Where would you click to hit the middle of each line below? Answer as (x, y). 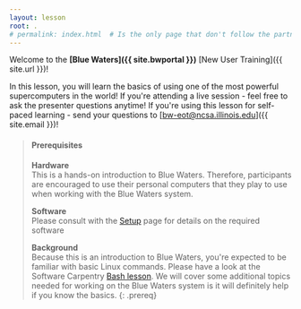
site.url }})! (29, 69)
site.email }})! (34, 124)
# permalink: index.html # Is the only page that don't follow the (140, 34)
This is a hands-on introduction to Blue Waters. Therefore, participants (161, 175)
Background (55, 247)
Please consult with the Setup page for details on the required (146, 220)
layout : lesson (38, 17)
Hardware (50, 165)
